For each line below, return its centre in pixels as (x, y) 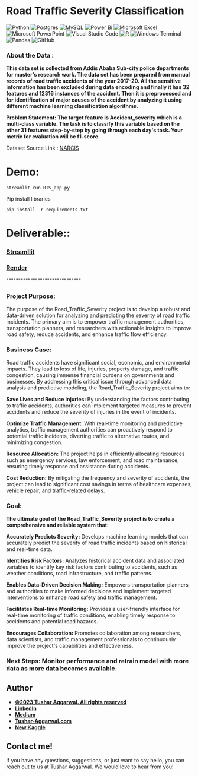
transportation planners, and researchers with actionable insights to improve (99, 328)
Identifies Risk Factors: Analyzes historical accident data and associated (95, 561)
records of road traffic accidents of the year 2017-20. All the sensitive (94, 81)
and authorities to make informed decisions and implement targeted (89, 591)
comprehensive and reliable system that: (58, 525)
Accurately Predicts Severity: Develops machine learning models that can (97, 537)
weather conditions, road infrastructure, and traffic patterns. (79, 574)
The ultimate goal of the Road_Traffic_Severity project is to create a (90, 519)
